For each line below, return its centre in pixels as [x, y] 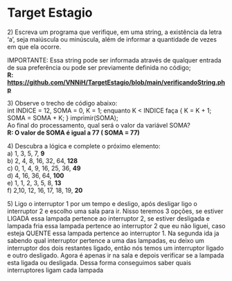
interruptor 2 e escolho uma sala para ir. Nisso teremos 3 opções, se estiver [115, 211]
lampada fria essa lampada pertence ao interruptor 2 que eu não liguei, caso [116, 225]
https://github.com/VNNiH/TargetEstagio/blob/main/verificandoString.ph [116, 82]
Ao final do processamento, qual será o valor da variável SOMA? [99, 125]
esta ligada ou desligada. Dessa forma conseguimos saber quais [99, 262]
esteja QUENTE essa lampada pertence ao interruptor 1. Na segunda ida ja [113, 233]
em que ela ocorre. [34, 46]
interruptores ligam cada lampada [55, 270]
